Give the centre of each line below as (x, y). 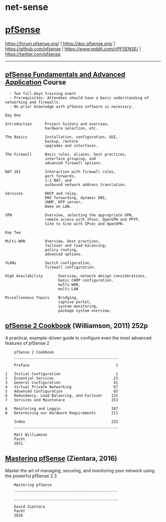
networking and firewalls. (33, 102)
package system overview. (85, 311)
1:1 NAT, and (58, 180)
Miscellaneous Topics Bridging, (42, 297)
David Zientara (30, 507)
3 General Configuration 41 (62, 383)
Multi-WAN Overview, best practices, (53, 241)
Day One (13, 115)
